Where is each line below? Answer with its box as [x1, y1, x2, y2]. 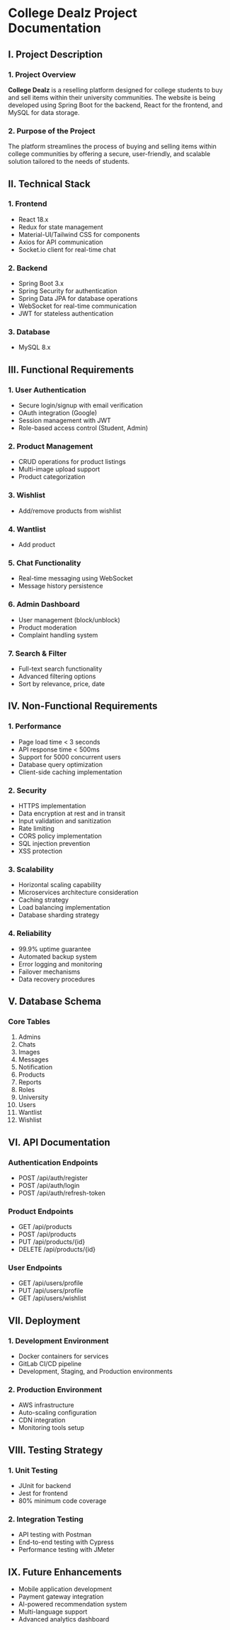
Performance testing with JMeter [18, 1546, 115, 1554]
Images [18, 1048, 40, 1057]
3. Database [8, 327, 50, 337]
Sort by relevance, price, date [18, 679, 105, 688]
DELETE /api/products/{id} [18, 1245, 96, 1254]
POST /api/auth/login [18, 1181, 80, 1189]
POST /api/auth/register [18, 1173, 88, 1182]
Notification [18, 1063, 52, 1072]
